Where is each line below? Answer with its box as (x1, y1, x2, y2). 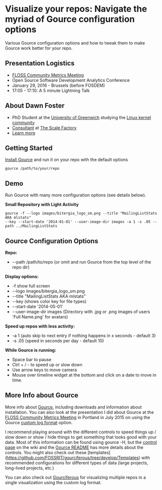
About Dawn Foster (5, 102, 65, 110)
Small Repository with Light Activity (5, 202, 79, 207)
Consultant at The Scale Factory (12, 125, 77, 130)
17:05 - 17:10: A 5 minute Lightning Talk (12, 87, 90, 93)
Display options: (5, 274, 39, 279)
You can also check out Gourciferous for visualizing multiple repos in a (5, 474, 146, 480)
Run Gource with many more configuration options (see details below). (5, 192, 146, 198)
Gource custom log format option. (5, 419, 73, 425)
